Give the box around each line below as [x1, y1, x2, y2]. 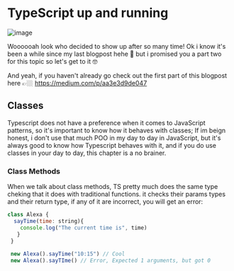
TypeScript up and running [7, 5, 169, 21]
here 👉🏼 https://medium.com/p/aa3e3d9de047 [7, 79, 147, 87]
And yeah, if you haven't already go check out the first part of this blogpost [7, 71, 228, 79]
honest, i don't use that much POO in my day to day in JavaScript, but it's [7, 133, 221, 142]
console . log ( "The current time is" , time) [20, 224, 147, 231]
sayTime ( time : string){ [13, 217, 84, 224]
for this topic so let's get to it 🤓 [7, 57, 98, 65]
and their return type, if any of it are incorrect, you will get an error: [7, 197, 204, 206]
